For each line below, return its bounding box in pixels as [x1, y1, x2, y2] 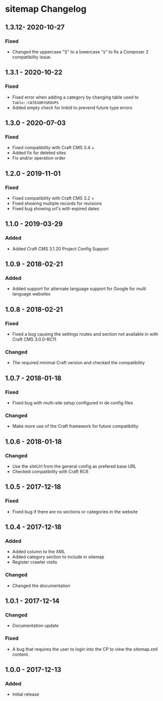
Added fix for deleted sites [12, 150, 66, 156]
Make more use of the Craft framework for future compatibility [12, 423, 139, 429]
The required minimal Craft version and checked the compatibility [12, 360, 145, 366]
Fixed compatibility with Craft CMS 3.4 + [12, 145, 95, 151]
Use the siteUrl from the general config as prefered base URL [12, 463, 136, 469]
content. [12, 651, 29, 657]
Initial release [12, 691, 39, 698]
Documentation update [12, 622, 59, 629]
